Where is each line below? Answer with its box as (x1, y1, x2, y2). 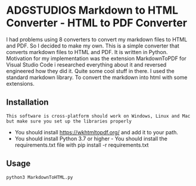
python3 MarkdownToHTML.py (6, 174, 73, 180)
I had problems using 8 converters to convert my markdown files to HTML (6, 36, 188, 43)
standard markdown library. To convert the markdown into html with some (6, 74, 188, 81)
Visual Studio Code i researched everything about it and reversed (6, 61, 167, 68)
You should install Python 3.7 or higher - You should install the (14, 135, 168, 142)
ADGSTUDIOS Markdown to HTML (6, 4, 179, 17)
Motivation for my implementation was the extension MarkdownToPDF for (6, 55, 186, 62)
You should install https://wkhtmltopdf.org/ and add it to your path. (14, 128, 179, 135)
